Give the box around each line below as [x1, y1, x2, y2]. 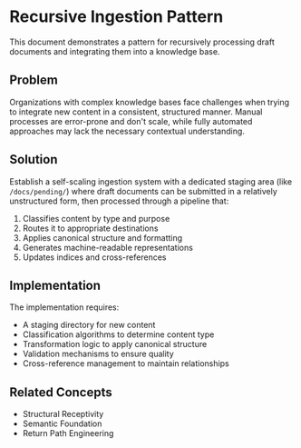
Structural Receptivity [22, 409, 104, 420]
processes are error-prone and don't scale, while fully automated [9, 115, 253, 126]
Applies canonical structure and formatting [22, 232, 183, 243]
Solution [9, 152, 58, 167]
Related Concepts [9, 384, 113, 400]
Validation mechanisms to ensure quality [22, 348, 174, 360]
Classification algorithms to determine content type [22, 329, 215, 340]
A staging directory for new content [22, 320, 156, 331]
